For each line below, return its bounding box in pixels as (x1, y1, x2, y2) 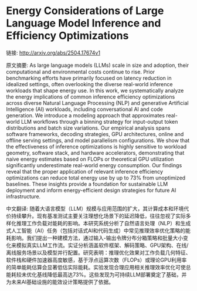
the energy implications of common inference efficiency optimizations (6, 93, 175, 100)
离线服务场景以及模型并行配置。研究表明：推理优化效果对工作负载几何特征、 (6, 249, 191, 256)
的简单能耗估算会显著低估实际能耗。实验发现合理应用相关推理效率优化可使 (6, 263, 186, 270)
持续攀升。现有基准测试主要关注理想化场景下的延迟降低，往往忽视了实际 (11, 212, 186, 219)
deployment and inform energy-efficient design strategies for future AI (6, 187, 176, 194)
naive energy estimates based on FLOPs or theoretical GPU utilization (6, 155, 174, 163)
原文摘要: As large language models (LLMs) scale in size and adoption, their (6, 62, 189, 69)
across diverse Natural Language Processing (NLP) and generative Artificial (6, 99, 189, 106)
